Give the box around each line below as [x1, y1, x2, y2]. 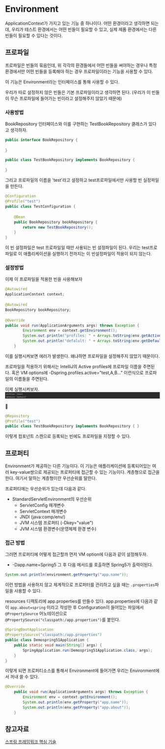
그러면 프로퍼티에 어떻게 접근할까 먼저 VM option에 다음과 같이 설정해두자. [5, 551, 148, 558]
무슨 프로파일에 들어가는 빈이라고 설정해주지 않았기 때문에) [10, 95, 122, 101]
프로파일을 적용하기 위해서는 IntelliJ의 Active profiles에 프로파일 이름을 [5, 363, 142, 369]
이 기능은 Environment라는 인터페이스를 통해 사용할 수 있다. [5, 79, 119, 84]
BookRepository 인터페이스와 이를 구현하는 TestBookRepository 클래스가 [5, 121, 147, 127]
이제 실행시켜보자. [5, 386, 40, 392]
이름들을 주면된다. [14, 375, 49, 381]
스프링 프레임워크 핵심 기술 [5, 739, 56, 745]
